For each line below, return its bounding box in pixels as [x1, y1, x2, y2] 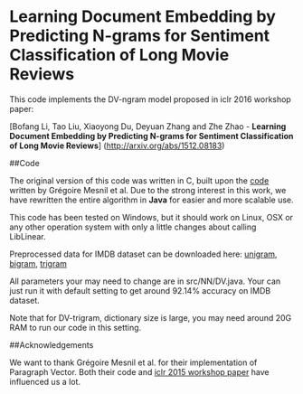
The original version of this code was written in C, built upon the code [9, 174, 270, 186]
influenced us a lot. [9, 376, 81, 387]
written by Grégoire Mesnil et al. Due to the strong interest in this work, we [9, 184, 287, 195]
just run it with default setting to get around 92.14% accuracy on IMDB [9, 285, 271, 295]
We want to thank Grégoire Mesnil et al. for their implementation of [9, 357, 258, 368]
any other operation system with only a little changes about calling [9, 221, 257, 232]
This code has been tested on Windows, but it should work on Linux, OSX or [9, 211, 294, 222]
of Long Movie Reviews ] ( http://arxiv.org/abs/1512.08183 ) [9, 140, 225, 151]
